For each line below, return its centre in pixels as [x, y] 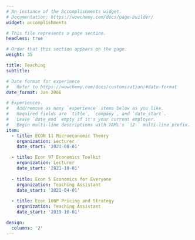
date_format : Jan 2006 [34, 92]
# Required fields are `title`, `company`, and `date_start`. [86, 114]
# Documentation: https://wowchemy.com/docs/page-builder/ [80, 17]
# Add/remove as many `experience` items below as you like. [85, 109]
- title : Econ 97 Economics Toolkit [56, 157]
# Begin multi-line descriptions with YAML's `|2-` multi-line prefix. [98, 125]
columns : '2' [27, 228]
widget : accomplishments [36, 22]
